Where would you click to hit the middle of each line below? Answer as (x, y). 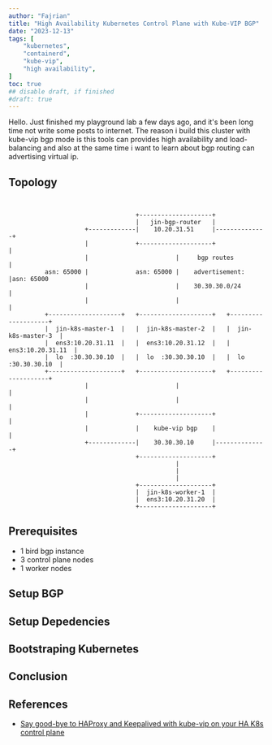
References (38, 704)
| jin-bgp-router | (176, 223)
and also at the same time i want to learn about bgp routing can (149, 148)
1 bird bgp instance (52, 551)
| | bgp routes (159, 258)
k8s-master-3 (30, 336)
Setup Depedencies (59, 621)
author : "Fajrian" (39, 16)
